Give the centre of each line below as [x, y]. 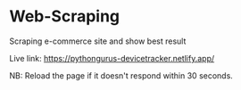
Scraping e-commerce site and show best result [98, 41]
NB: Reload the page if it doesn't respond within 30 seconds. [121, 75]
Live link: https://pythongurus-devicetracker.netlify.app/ [112, 58]
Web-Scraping [65, 16]
